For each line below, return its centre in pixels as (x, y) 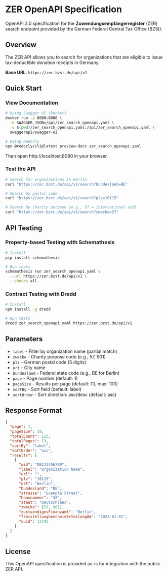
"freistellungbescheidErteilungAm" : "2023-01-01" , (73, 517)
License (18, 551)
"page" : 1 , (21, 427)
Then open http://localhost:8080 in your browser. (57, 156)
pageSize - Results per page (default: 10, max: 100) (65, 384)
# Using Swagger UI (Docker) (36, 113)
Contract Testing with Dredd (41, 294)
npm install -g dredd (28, 309)
